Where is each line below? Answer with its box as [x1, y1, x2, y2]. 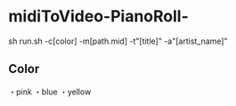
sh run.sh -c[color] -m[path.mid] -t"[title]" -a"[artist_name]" [8, 36, 228, 46]
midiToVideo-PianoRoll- [8, 6, 189, 27]
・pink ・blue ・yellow [8, 86, 92, 97]
